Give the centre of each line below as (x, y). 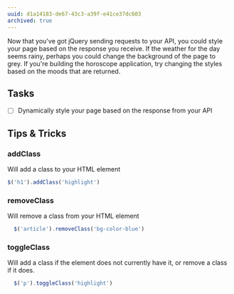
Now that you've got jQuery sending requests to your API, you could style (115, 41)
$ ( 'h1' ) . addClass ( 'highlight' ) (54, 182)
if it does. (21, 271)
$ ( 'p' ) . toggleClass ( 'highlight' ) (63, 283)
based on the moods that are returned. (64, 71)
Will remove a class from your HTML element (74, 216)
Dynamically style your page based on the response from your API (115, 110)
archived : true (30, 21)
